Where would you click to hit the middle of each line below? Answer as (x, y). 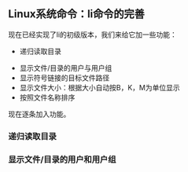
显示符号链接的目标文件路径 (65, 78)
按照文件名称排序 (47, 97)
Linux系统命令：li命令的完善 (77, 14)
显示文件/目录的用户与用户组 (66, 68)
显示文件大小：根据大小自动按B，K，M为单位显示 (100, 87)
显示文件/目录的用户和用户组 (62, 159)
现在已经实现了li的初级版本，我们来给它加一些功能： (92, 35)
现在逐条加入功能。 (39, 114)
